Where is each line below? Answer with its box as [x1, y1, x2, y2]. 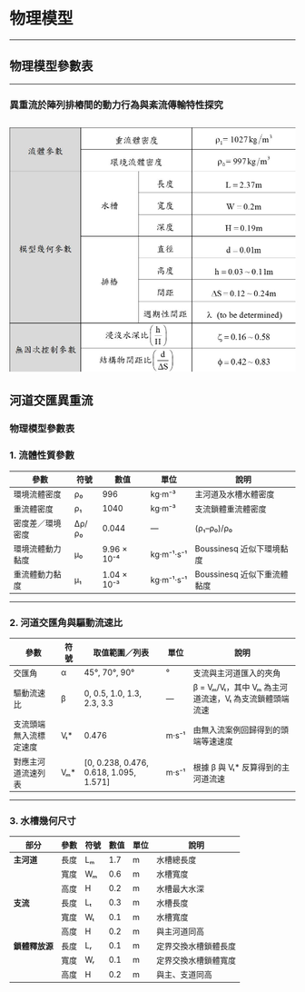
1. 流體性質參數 [9, 449, 75, 461]
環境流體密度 [13, 489, 62, 500]
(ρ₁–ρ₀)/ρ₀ [194, 523, 233, 534]
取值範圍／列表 [93, 647, 150, 658]
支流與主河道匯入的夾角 [192, 667, 281, 678]
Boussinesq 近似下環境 [194, 543, 280, 554]
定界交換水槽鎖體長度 [156, 940, 236, 951]
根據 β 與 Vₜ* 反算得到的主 [192, 761, 290, 772]
